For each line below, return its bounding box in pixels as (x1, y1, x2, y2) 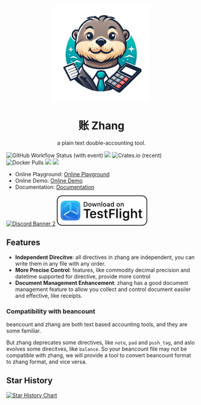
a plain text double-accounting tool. (57, 139, 146, 146)
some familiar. (6, 327, 41, 334)
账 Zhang (78, 119, 125, 133)
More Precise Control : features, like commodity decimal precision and (14, 266, 190, 273)
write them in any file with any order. (14, 260, 106, 267)
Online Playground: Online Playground (14, 170, 110, 177)
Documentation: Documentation (14, 183, 95, 191)
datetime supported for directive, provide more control (14, 273, 151, 280)
